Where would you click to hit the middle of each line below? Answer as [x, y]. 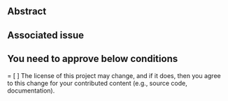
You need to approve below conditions [93, 59]
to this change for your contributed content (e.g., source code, [97, 83]
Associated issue [46, 35]
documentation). [31, 91]
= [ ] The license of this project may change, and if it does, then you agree [114, 75]
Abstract [27, 11]
